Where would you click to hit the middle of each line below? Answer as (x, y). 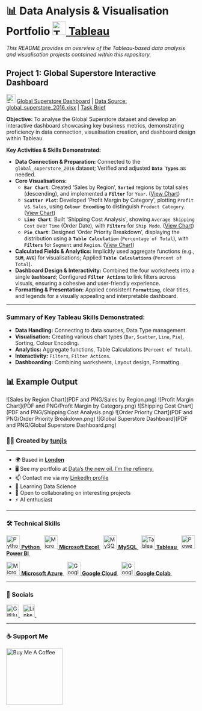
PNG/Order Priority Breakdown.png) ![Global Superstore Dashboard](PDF (97, 418)
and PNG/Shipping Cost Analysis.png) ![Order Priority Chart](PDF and (106, 412)
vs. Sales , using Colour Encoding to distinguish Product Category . (105, 206)
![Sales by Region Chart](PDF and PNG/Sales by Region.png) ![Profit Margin (100, 399)
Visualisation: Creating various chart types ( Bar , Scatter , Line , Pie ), (99, 337)
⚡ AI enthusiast (34, 500)
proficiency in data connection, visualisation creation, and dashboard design (101, 132)
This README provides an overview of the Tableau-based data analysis (96, 48)
